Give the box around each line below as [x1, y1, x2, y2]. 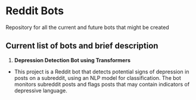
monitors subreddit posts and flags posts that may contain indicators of [14, 80, 190, 88]
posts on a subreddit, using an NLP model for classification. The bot [14, 74, 181, 81]
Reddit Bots [5, 4, 64, 18]
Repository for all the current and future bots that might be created [5, 24, 169, 31]
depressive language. [14, 87, 68, 94]
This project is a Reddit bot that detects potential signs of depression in [14, 68, 189, 75]
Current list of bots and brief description [5, 41, 158, 51]
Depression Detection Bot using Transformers [14, 56, 131, 63]
